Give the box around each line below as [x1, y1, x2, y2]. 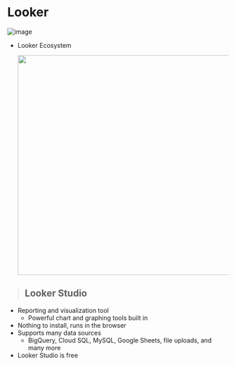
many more [27, 343, 61, 352]
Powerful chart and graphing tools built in [27, 314, 148, 322]
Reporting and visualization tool [17, 306, 109, 314]
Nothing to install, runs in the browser [17, 321, 126, 329]
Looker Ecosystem [17, 41, 72, 49]
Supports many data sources [17, 328, 102, 337]
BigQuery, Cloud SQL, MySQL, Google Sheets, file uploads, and [27, 335, 212, 345]
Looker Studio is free [17, 351, 79, 359]
